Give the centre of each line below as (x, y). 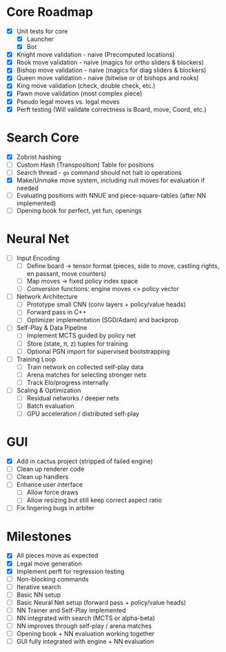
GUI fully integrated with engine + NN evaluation (85, 642)
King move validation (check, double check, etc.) (86, 86)
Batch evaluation (50, 406)
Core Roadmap (50, 12)
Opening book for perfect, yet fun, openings (79, 210)
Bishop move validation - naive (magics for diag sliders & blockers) (111, 71)
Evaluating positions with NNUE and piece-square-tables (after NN (111, 195)
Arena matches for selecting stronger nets (86, 375)
